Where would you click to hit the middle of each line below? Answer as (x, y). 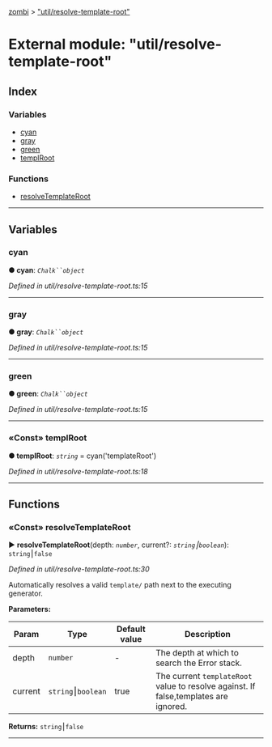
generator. (25, 593)
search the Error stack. (199, 663)
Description (208, 635)
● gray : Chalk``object (46, 332)
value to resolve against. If (205, 686)
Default (131, 629)
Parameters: (30, 609)
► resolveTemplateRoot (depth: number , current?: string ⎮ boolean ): (119, 545)
